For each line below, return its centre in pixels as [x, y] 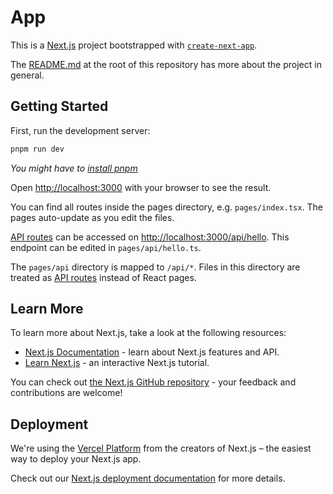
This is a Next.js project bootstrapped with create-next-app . [134, 45]
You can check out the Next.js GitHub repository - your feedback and [153, 382]
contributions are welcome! [66, 393]
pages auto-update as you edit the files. [92, 217]
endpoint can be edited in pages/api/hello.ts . [106, 247]
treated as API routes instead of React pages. [103, 277]
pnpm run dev [37, 149]
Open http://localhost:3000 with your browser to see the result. [141, 187]
